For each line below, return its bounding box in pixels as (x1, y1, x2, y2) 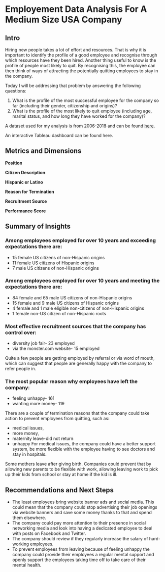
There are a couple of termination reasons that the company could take (5, 410, 150, 416)
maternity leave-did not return (12, 435, 74, 441)
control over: (5, 329, 37, 336)
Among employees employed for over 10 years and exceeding (5, 237, 156, 244)
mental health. (12, 562, 42, 568)
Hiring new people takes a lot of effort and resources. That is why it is (5, 47, 147, 52)
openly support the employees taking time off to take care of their (12, 557, 146, 563)
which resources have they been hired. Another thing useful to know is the (5, 57, 157, 63)
